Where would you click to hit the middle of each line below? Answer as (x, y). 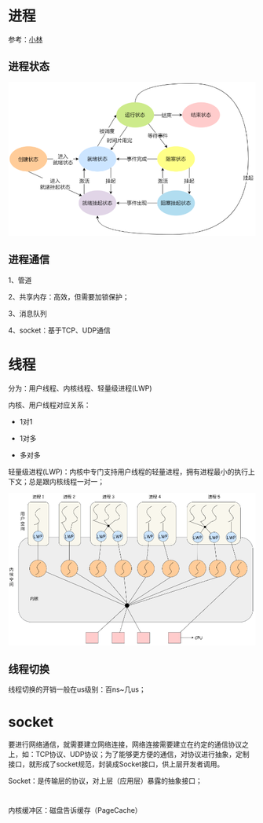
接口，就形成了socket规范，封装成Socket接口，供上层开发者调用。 (116, 764)
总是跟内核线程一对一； (66, 481)
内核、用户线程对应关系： (49, 405)
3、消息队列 (27, 313)
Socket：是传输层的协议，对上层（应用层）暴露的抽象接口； (105, 781)
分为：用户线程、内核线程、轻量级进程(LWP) (80, 388)
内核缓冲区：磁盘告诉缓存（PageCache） (75, 810)
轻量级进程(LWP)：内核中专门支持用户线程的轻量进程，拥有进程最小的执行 (128, 472)
